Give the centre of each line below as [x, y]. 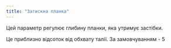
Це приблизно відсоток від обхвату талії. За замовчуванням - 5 [85, 39]
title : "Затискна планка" [37, 11]
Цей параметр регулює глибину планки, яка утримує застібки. [85, 28]
